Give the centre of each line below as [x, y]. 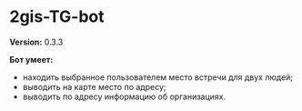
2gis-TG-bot [57, 17]
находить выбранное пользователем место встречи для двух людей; [158, 77]
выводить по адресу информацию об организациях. [124, 96]
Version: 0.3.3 [36, 42]
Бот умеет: [31, 59]
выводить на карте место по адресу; [94, 86]
